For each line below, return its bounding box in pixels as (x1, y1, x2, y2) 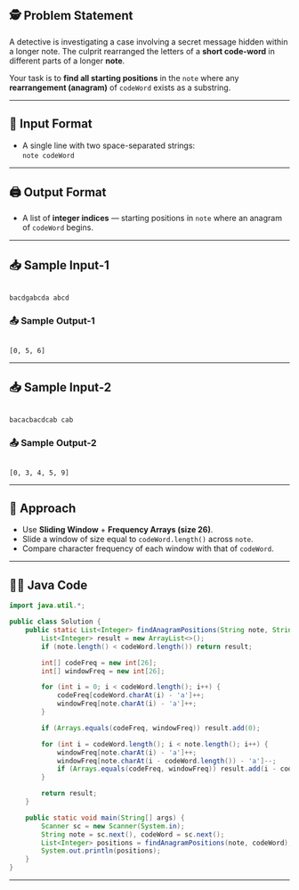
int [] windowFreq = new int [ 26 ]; (41, 666, 166, 676)
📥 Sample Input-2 (9, 379, 112, 395)
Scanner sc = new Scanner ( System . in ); (41, 821, 185, 830)
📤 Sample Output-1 (9, 315, 95, 327)
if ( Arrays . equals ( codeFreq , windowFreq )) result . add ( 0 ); (41, 723, 261, 732)
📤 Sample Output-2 (9, 437, 97, 449)
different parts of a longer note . (9, 55, 125, 66)
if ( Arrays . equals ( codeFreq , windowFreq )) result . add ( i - (56, 764, 277, 774)
